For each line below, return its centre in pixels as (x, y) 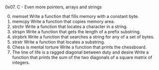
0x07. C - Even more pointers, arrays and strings (53, 7)
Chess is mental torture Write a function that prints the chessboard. (79, 47)
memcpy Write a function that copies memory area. (63, 21)
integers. (21, 63)
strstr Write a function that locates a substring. (58, 42)
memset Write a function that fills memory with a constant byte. (75, 16)
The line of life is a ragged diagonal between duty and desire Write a (80, 52)
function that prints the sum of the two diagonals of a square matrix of (82, 57)
